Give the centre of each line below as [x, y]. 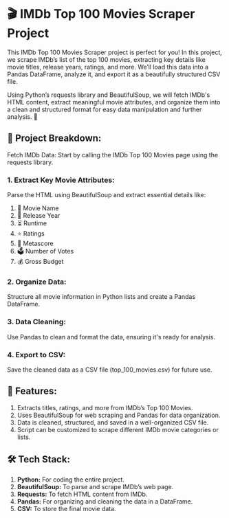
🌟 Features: [32, 391]
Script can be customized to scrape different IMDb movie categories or [118, 429]
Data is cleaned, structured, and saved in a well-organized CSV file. [113, 422]
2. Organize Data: [37, 282]
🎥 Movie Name [38, 208]
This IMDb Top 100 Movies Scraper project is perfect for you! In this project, [115, 52]
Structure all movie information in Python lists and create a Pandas [101, 297]
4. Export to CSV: [36, 354]
